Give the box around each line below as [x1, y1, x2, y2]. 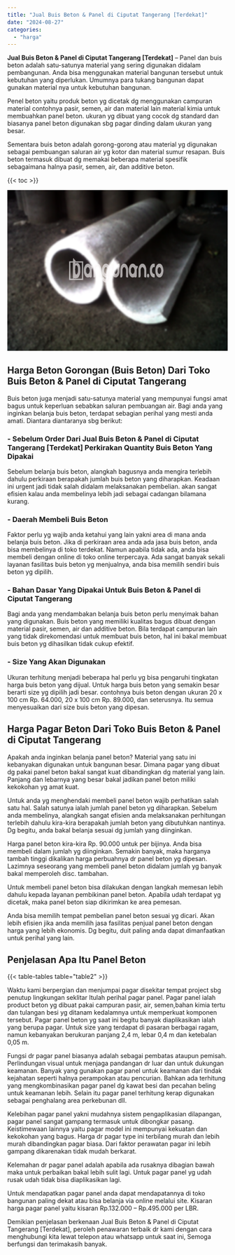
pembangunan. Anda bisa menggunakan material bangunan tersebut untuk [7, 69, 224, 77]
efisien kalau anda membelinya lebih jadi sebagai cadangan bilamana [7, 489, 206, 498]
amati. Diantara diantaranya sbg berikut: [7, 416, 123, 425]
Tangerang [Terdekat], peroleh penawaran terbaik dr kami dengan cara [7, 1225, 212, 1233]
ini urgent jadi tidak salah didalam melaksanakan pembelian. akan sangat [7, 482, 217, 491]
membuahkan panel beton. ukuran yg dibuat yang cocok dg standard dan [7, 112, 219, 121]
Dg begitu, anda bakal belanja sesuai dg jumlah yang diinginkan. [7, 825, 192, 834]
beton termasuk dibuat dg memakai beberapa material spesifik [7, 155, 187, 164]
